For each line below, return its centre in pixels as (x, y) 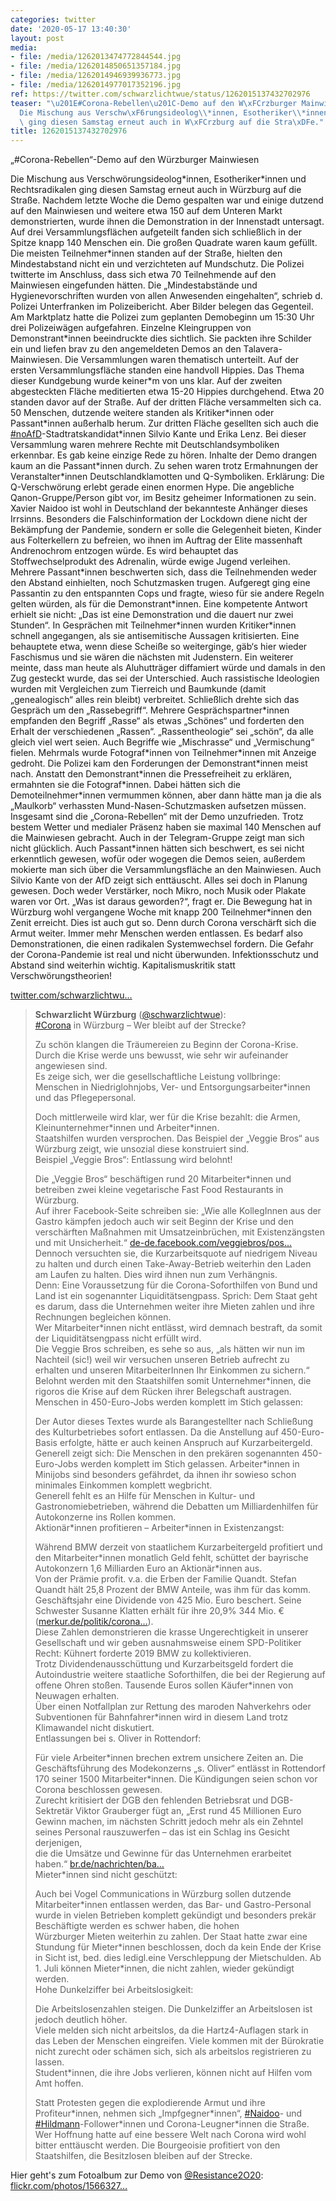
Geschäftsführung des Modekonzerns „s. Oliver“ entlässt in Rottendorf (180, 1768)
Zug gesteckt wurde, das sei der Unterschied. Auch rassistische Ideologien (165, 678)
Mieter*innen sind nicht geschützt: (106, 1875)
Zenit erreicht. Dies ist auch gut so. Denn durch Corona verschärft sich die (163, 923)
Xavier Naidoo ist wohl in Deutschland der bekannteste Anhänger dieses (159, 508)
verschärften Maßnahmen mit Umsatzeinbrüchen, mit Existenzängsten (179, 1232)
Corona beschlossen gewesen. (98, 1790)
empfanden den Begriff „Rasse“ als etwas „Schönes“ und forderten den (157, 721)
